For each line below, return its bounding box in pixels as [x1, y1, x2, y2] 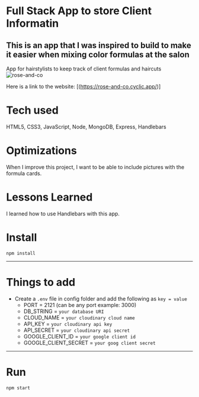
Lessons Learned [6, 191, 93, 204]
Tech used [6, 104, 59, 117]
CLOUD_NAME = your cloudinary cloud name [23, 314, 135, 321]
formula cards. [6, 170, 42, 177]
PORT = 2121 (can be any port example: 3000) [23, 301, 137, 308]
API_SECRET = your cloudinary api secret [23, 327, 130, 334]
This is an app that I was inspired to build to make [6, 40, 191, 50]
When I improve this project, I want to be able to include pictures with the [6, 163, 185, 170]
